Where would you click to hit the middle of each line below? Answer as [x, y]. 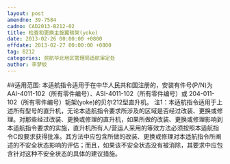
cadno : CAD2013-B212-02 [41, 26]
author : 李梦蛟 [27, 65]
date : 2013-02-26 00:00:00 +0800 [55, 39]
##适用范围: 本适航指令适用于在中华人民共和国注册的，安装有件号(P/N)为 [110, 85]
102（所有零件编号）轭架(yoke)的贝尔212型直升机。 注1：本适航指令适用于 [112, 102]
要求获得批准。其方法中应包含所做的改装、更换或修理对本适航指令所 [119, 136]
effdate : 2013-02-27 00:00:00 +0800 [59, 45]
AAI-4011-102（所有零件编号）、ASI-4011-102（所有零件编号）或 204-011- [111, 93]
